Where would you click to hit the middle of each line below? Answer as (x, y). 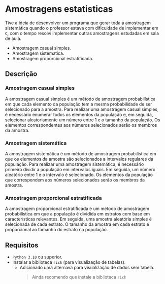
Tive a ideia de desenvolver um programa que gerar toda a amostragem (78, 23)
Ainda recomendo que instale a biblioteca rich (79, 277)
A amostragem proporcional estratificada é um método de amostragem (77, 209)
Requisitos (22, 245)
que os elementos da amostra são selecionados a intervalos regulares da (79, 159)
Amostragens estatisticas (59, 9)
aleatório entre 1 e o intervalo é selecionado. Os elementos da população (79, 175)
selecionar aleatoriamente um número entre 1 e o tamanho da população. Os (82, 120)
